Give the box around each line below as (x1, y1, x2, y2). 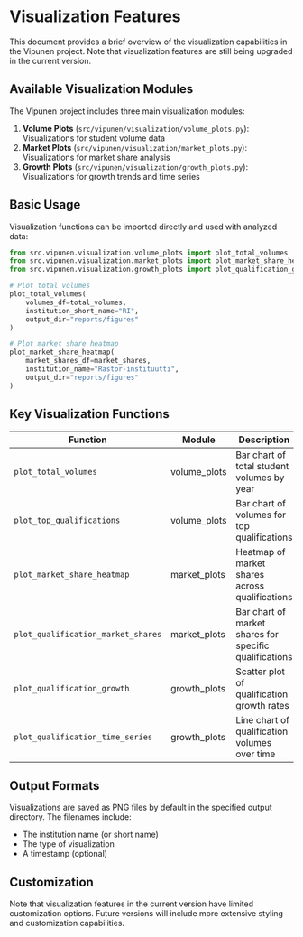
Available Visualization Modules (9, 81, 194, 97)
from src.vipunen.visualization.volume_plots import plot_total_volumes (9, 248, 289, 257)
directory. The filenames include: (9, 812, 133, 822)
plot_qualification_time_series (14, 731, 153, 742)
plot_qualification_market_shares (14, 629, 162, 639)
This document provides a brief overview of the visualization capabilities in (9, 36, 288, 47)
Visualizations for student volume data (22, 133, 165, 144)
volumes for (235, 508, 287, 521)
